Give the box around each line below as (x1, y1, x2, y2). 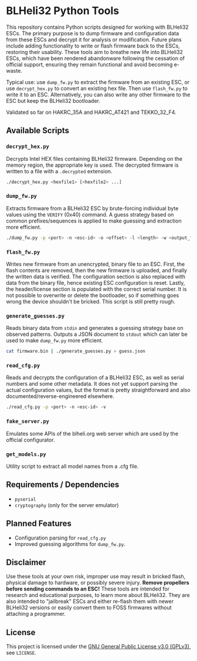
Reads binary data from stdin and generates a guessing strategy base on (6, 325, 184, 332)
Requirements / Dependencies (6, 480, 120, 490)
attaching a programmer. (6, 611, 66, 618)
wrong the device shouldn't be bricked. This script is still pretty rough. (6, 298, 176, 305)
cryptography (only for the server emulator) (14, 501, 119, 508)
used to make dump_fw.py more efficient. (6, 337, 103, 344)
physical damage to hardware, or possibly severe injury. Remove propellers (6, 579, 189, 586)
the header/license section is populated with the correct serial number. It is (6, 285, 187, 292)
